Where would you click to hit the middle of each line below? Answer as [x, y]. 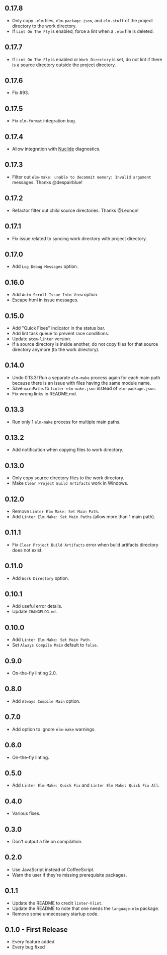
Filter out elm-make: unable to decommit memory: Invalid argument [81, 177]
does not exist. [27, 550]
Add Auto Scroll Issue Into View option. [55, 295]
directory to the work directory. [44, 26]
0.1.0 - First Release [36, 929]
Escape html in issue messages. [45, 300]
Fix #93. [20, 93]
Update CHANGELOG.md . [34, 612]
